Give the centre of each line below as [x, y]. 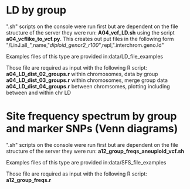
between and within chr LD [39, 92]
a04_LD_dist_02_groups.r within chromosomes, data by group [82, 74]
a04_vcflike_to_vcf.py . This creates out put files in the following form [90, 39]
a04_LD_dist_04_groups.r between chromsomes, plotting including [88, 86]
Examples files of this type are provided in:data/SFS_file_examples [86, 162]
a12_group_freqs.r [29, 180]
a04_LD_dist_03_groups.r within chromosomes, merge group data [87, 80]
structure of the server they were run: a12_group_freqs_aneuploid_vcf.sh [95, 151]
